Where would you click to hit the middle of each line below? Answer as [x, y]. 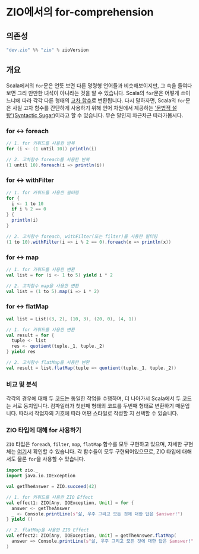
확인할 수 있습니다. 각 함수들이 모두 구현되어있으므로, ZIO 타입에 [107, 452]
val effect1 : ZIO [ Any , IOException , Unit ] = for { [70, 503]
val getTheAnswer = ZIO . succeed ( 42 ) [51, 487]
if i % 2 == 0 [29, 209]
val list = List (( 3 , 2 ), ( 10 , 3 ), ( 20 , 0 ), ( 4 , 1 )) [72, 319]
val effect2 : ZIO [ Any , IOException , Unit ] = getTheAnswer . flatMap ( [91, 536]
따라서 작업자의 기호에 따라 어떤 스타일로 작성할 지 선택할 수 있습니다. [99, 413]
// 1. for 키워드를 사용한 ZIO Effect [50, 497]
